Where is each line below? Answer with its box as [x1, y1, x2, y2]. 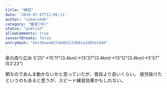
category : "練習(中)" [5, 21, 49, 27]
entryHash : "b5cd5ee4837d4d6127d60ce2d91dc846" [5, 40, 108, 46]
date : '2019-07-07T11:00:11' [5, 12, 67, 17]
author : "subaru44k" [5, 17, 49, 22]
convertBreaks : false [5, 36, 51, 41]
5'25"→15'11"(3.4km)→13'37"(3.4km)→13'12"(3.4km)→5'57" [33, 55, 160, 61]
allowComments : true [5, 31, 49, 36]
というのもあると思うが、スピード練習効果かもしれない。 [5, 77, 126, 83]
